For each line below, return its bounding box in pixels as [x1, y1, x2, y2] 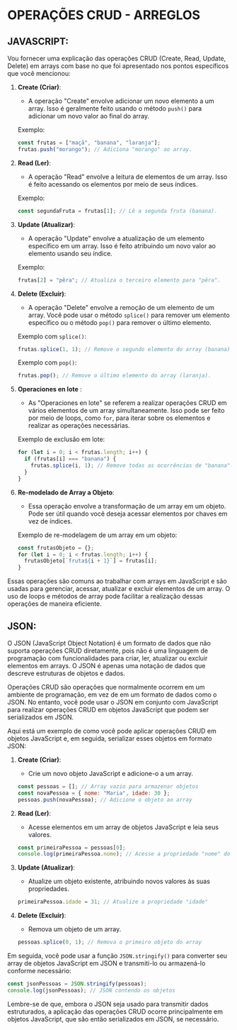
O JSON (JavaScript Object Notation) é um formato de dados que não [7, 638, 211, 647]
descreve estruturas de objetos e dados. [7, 669, 126, 677]
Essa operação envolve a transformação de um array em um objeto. [28, 502, 226, 510]
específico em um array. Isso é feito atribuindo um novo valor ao [28, 241, 216, 250]
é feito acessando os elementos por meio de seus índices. [28, 179, 198, 188]
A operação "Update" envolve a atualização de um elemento [28, 234, 205, 243]
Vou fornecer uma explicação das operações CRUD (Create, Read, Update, [7, 54, 226, 62]
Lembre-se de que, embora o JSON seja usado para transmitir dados [7, 999, 209, 1008]
